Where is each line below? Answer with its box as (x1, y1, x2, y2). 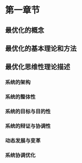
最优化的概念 (5, 26, 44, 34)
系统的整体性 (5, 93, 36, 100)
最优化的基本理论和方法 (5, 44, 77, 53)
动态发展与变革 (5, 137, 41, 144)
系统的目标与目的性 (5, 108, 51, 115)
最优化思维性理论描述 (5, 63, 70, 71)
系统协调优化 (5, 152, 36, 159)
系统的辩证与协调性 (5, 123, 51, 130)
